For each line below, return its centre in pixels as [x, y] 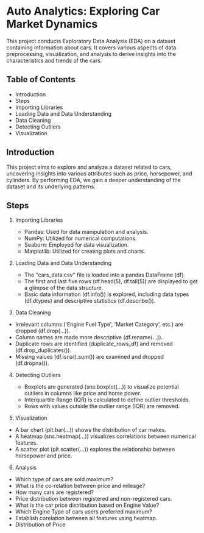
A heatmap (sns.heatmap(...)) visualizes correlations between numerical [105, 436]
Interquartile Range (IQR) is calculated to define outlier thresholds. [107, 400]
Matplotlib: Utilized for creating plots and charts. [85, 252]
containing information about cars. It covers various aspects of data [91, 48]
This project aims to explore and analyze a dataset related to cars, [89, 167]
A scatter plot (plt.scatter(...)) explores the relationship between [95, 450]
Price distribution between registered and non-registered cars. [93, 499]
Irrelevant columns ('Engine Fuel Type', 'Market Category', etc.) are [99, 325]
